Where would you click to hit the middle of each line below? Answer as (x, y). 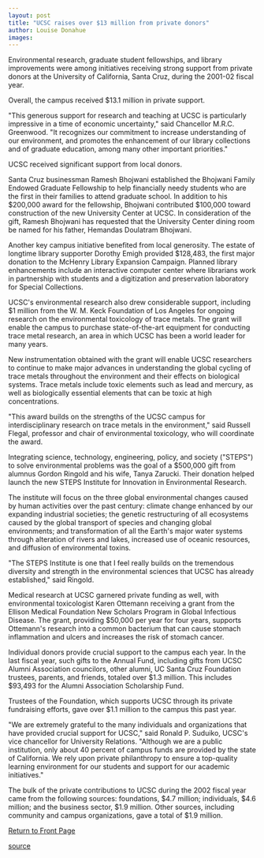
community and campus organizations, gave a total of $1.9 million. (115, 815)
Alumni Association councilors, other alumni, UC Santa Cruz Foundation (125, 669)
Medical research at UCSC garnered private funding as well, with (113, 595)
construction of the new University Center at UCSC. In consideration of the (130, 213)
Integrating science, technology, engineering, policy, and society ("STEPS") (131, 457)
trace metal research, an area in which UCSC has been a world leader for (127, 336)
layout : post (30, 15)
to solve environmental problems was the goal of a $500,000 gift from (122, 465)
